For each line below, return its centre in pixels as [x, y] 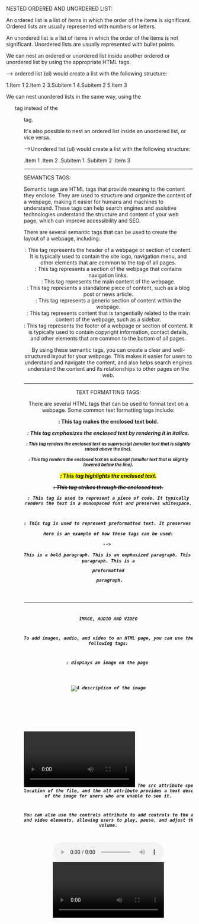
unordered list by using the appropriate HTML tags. [69, 62]
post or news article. [108, 294]
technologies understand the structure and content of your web [101, 214]
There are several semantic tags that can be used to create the [100, 232]
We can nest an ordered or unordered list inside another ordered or [88, 56]
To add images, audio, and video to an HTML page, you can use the [108, 638]
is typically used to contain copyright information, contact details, [108, 332]
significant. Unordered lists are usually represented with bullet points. [91, 44]
